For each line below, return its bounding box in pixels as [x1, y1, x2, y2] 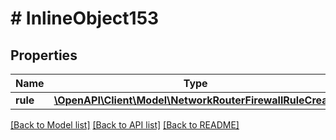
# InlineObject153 [10, 7, 160, 30]
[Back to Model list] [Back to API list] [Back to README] [10, 119, 240, 131]
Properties [10, 47, 78, 64]
